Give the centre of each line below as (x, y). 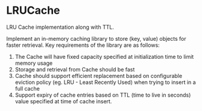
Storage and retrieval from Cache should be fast (75, 69)
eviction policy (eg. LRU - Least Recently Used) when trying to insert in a (105, 82)
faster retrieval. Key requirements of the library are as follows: (83, 45)
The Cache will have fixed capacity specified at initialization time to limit (104, 56)
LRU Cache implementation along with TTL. (60, 27)
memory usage (34, 63)
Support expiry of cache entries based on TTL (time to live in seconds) (103, 95)
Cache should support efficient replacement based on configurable (99, 76)
